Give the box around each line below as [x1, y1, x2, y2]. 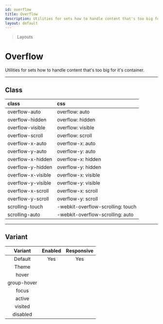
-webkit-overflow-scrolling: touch [57, 203, 137, 210]
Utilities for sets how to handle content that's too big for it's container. [5, 67, 145, 73]
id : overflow [5, 7, 32, 12]
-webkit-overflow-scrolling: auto [57, 211, 134, 218]
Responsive [65, 247, 94, 254]
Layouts [16, 34, 33, 40]
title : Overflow [5, 12, 38, 17]
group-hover [7, 279, 37, 286]
